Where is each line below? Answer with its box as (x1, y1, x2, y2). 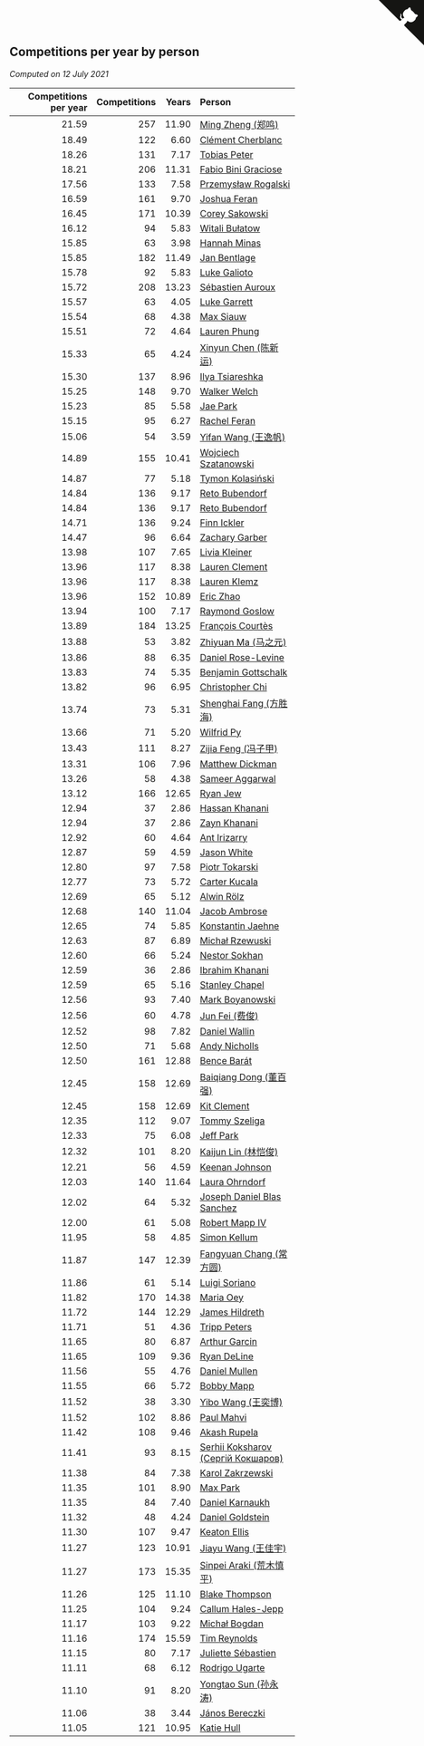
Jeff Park (199, 1129, 239, 1142)
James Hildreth (199, 1306, 265, 1318)
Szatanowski (199, 458, 255, 470)
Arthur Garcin (199, 1335, 258, 1347)
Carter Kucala (199, 875, 258, 888)
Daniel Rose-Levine (199, 651, 285, 663)
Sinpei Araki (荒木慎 (199, 1558, 284, 1571)
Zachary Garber (199, 531, 267, 544)
